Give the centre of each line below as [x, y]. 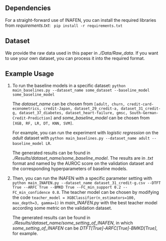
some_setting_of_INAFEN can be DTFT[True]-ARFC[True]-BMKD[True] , [85, 228]
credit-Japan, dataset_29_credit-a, [81, 109]
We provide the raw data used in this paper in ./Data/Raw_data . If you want [82, 53]
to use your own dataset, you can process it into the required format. [75, 58]
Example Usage [30, 74]
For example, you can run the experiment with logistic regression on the [85, 133]
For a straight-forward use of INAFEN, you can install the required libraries [81, 20]
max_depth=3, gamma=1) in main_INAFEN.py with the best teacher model [85, 203]
